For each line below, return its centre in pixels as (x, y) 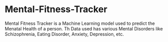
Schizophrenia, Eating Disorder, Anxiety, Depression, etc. (64, 34)
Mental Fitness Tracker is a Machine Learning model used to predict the (80, 23)
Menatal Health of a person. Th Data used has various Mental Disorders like (84, 28)
